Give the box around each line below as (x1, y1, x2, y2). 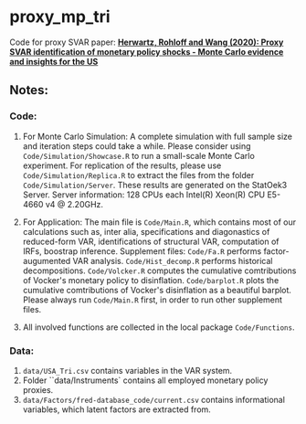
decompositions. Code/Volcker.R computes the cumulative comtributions (22, 265, 297, 276)
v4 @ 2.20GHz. (45, 198, 103, 209)
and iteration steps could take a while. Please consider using (22, 140, 251, 152)
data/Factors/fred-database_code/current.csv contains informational (22, 394, 286, 405)
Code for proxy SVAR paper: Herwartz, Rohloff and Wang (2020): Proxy (9, 37, 284, 48)
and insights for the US (9, 56, 99, 67)
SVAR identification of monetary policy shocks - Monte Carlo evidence (9, 46, 284, 57)
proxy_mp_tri (9, 6, 111, 27)
